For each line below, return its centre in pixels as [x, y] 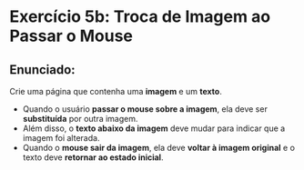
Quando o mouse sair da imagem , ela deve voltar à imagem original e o [159, 148]
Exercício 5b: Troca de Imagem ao [140, 17]
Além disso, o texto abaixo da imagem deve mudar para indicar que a [154, 128]
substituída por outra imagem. [80, 119]
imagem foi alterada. [61, 138]
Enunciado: [42, 70]
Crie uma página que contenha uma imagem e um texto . [116, 91]
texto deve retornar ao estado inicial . [93, 157]
